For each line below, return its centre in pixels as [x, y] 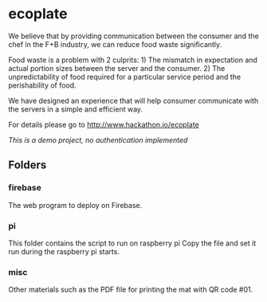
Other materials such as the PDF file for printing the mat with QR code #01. [131, 290]
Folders [27, 165]
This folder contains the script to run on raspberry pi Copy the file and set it [132, 243]
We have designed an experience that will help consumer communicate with [133, 100]
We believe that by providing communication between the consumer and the [133, 36]
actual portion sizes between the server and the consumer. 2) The [117, 68]
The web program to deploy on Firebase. [75, 205]
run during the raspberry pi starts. [64, 251]
